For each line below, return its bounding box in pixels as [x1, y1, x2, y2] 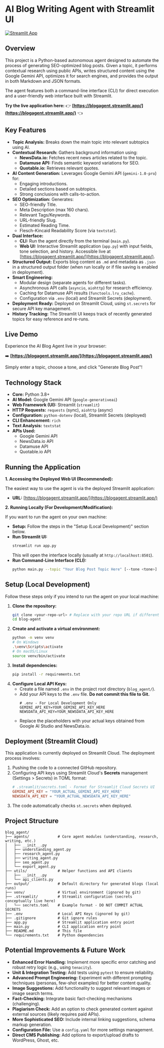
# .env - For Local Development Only [19, 701, 97, 706]
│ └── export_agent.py [5, 864, 56, 869]
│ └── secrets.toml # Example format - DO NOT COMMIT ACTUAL [5, 902, 143, 907]
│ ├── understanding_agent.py [5, 847, 71, 852]
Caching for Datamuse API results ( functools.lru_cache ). [19, 290, 135, 296]
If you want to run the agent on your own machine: [5, 514, 107, 520]
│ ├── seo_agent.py [5, 860, 49, 865]
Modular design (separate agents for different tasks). [19, 279, 126, 285]
